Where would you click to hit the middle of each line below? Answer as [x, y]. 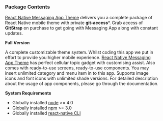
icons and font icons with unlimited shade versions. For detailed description [81, 78]
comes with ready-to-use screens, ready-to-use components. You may [77, 68]
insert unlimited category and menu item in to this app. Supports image [77, 73]
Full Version [17, 43]
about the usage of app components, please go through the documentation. [82, 84]
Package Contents [27, 7]
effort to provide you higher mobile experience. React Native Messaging [78, 58]
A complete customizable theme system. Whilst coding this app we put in [79, 52]
